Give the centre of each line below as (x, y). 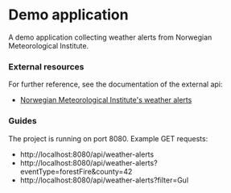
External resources (46, 66)
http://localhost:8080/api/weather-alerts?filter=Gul (104, 180)
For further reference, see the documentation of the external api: (115, 84)
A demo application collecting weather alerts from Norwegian (110, 37)
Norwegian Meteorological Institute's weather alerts (106, 100)
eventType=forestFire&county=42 (76, 171)
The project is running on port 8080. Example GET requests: (108, 138)
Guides (23, 121)
